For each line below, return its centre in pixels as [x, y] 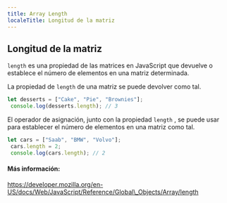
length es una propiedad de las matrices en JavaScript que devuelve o [110, 66]
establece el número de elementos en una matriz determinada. [98, 73]
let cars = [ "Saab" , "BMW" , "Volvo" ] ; [64, 140]
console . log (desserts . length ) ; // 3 [64, 106]
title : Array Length [38, 14]
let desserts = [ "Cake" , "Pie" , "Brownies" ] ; [75, 100]
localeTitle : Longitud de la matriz [61, 20]
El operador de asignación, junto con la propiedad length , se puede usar [114, 119]
